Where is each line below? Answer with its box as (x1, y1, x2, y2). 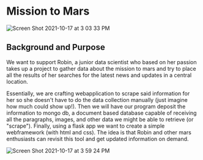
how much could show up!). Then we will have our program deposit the (6, 103, 186, 110)
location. (6, 78, 29, 85)
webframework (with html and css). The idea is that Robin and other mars (6, 128, 191, 136)
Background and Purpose (6, 42, 105, 53)
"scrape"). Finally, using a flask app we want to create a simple (6, 122, 165, 129)
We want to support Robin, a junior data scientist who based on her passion (6, 58, 197, 65)
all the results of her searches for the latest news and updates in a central (6, 71, 192, 79)
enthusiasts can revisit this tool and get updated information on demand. (6, 135, 189, 142)
